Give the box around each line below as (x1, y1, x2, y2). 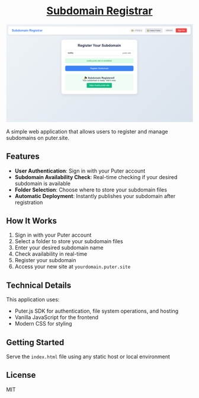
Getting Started (6, 337, 65, 348)
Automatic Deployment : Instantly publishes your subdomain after (14, 192, 176, 199)
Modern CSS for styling (14, 320, 72, 327)
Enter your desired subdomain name (14, 244, 104, 251)
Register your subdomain (14, 257, 76, 264)
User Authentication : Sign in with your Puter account (14, 167, 146, 174)
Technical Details (6, 280, 72, 290)
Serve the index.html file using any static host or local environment (6, 353, 171, 360)
